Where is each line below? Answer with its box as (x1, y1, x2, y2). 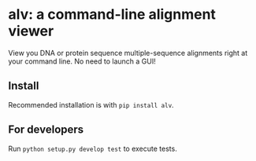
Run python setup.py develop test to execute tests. (8, 144, 177, 153)
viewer (8, 22, 54, 40)
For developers (8, 123, 84, 137)
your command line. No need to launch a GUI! (8, 57, 156, 66)
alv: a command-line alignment (8, 5, 217, 24)
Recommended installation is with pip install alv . (8, 100, 175, 109)
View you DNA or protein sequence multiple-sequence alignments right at (8, 48, 248, 57)
